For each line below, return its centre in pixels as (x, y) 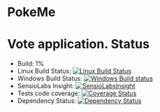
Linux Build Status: (44, 71)
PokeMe (31, 12)
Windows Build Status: (50, 78)
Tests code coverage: (49, 93)
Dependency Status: (47, 101)
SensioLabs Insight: (46, 86)
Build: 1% (31, 64)
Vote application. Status (79, 44)
